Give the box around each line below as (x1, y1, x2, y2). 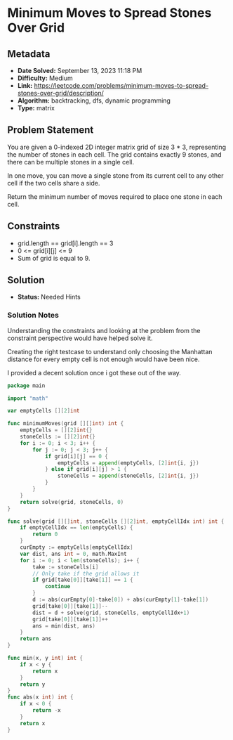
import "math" (7, 395, 49, 402)
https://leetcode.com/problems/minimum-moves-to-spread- (34, 82, 209, 89)
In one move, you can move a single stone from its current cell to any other (7, 171, 224, 180)
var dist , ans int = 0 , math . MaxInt (20, 550, 128, 557)
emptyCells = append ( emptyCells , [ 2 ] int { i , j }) (57, 459, 199, 467)
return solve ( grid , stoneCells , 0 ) (20, 498, 124, 505)
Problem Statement (7, 124, 94, 136)
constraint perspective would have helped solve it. (7, 334, 153, 342)
